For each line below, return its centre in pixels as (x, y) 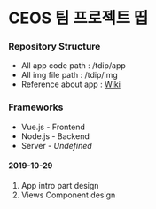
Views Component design (68, 195)
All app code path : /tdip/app (73, 66)
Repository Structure (55, 47)
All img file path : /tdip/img (70, 75)
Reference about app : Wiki (71, 84)
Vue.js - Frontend (53, 127)
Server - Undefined (56, 145)
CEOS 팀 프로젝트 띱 (78, 18)
